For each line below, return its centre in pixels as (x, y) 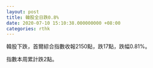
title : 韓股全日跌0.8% (33, 17)
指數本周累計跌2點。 (32, 59)
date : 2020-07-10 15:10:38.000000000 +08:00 (63, 23)
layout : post (23, 12)
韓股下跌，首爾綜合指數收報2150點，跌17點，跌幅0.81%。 (78, 46)
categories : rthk (28, 29)
